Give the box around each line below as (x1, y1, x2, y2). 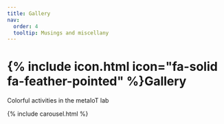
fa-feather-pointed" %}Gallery (7, 74, 187, 90)
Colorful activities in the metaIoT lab (7, 96, 109, 105)
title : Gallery (7, 10, 51, 17)
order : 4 (13, 23, 38, 30)
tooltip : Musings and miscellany (13, 29, 109, 37)
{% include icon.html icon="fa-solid (7, 59, 218, 74)
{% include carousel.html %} (7, 110, 89, 118)
